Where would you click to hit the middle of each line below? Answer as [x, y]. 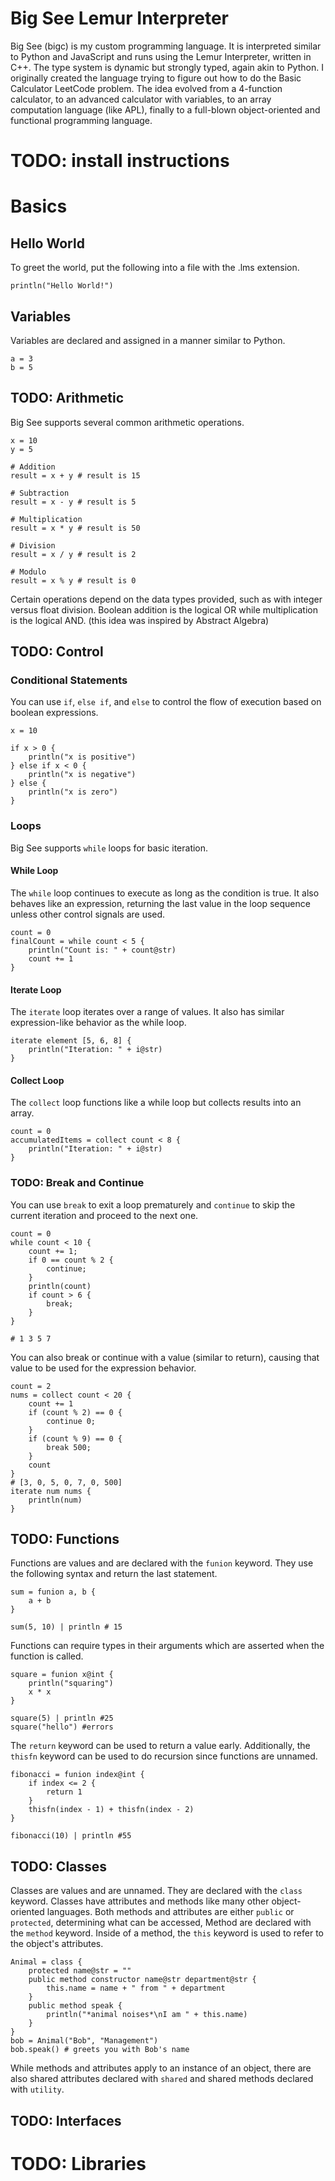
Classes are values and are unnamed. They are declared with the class [156, 1891]
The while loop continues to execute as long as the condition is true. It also [165, 893]
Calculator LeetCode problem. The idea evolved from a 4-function [146, 88]
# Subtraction [40, 493]
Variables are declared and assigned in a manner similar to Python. [148, 340]
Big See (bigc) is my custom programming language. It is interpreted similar [166, 46]
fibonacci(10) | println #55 [71, 1836]
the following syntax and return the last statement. [114, 1574]
